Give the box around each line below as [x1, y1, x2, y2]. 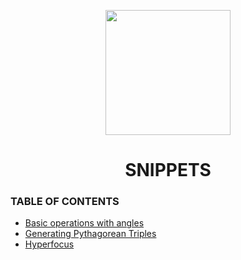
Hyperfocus [24, 238, 75, 250]
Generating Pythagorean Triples [24, 228, 157, 240]
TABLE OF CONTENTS [10, 195, 120, 209]
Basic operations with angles [24, 217, 145, 229]
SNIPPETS [124, 159, 212, 182]
